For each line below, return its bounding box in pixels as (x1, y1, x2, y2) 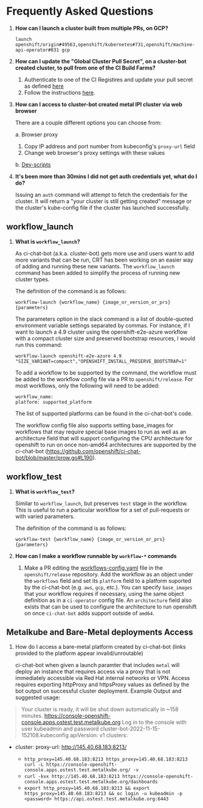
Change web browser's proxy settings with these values (24, 149, 165, 156)
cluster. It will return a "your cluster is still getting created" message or (15, 197, 192, 205)
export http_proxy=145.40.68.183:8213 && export (24, 785, 150, 792)
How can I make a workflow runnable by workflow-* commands (15, 552, 177, 559)
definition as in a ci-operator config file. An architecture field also (24, 596, 192, 604)
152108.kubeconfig (21, 732, 69, 739)
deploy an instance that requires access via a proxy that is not (15, 668, 171, 675)
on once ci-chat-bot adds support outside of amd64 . (24, 609, 155, 617)
